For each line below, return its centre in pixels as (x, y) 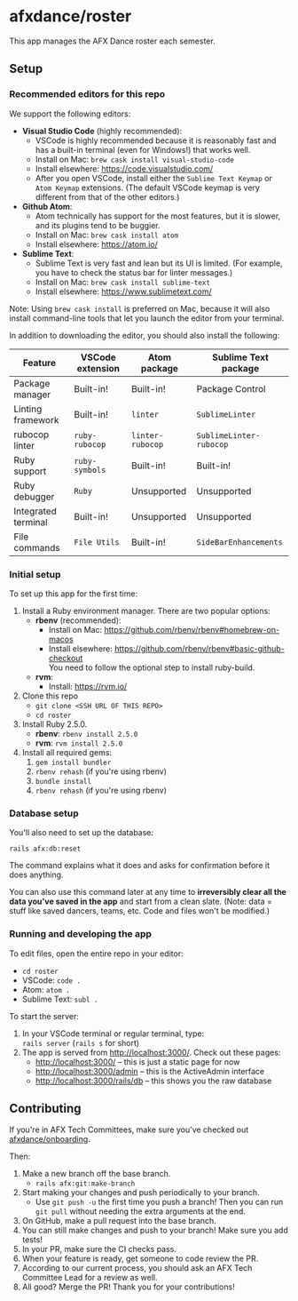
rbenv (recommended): (78, 620)
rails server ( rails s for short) (81, 1042)
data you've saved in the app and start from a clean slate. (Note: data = (141, 902)
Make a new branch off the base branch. (96, 1174)
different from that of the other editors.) (107, 196)
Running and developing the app (81, 934)
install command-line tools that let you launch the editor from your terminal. (147, 318)
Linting (28, 409)
